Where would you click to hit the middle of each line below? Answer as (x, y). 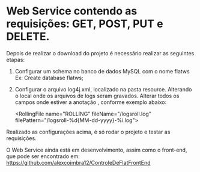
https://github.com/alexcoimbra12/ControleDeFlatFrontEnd (79, 162)
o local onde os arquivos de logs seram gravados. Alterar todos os (97, 96)
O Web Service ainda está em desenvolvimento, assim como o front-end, (97, 150)
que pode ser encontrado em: (43, 156)
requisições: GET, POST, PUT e (85, 24)
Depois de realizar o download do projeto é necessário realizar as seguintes (100, 53)
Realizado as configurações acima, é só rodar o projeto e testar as (88, 132)
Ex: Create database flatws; (49, 78)
